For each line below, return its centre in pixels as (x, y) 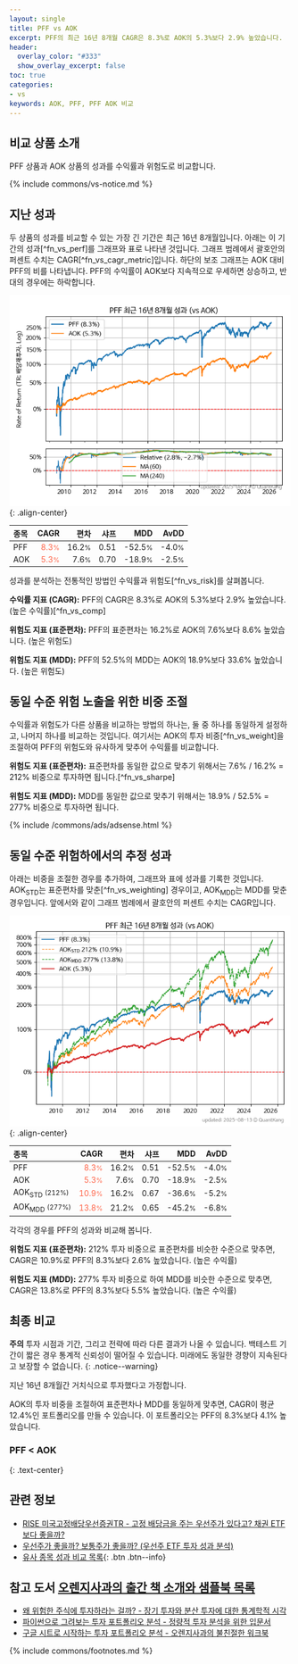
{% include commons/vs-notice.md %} (81, 184)
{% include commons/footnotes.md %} (81, 1651)
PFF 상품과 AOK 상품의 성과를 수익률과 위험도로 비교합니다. (112, 166)
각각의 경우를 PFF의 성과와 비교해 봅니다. (81, 1230)
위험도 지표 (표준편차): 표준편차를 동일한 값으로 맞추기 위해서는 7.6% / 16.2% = (146, 766)
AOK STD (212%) (41, 1194)
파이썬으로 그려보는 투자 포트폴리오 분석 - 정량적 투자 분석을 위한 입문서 (146, 1622)
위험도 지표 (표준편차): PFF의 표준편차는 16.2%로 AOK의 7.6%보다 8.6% (135, 629)
